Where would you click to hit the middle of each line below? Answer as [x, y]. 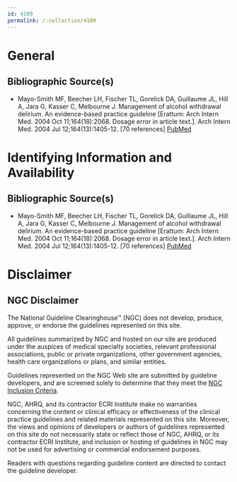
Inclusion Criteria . [33, 390]
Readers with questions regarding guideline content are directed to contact [117, 463]
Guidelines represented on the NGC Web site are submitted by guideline [112, 375]
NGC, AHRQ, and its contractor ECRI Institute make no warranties [102, 404]
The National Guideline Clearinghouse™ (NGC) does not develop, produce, [116, 318]
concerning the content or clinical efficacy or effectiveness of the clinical [114, 411]
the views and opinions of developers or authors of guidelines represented [116, 427]
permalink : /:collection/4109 [52, 21]
